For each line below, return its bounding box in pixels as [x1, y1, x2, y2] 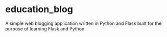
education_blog [5, 4, 73, 15]
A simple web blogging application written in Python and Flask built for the [5, 20, 162, 26]
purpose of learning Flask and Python [5, 25, 85, 31]
